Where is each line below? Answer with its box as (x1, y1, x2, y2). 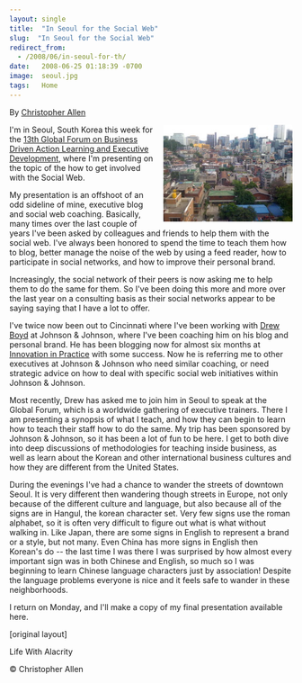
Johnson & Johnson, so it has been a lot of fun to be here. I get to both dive (9, 433, 289, 444)
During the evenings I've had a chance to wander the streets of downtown (9, 479, 284, 490)
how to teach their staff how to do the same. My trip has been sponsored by (9, 423, 291, 434)
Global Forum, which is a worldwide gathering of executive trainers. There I (9, 404, 288, 415)
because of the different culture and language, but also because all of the (9, 498, 281, 508)
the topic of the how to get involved (9, 162, 141, 173)
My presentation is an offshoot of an (9, 189, 144, 200)
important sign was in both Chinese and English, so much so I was (9, 555, 254, 566)
